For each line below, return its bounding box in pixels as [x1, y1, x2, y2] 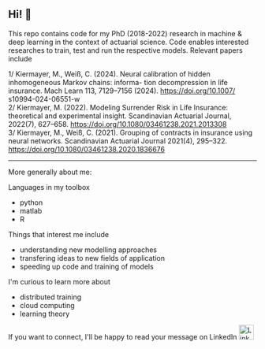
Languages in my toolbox [8, 182, 91, 191]
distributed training [19, 292, 82, 302]
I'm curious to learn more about [8, 277, 110, 286]
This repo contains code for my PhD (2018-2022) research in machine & [8, 28, 242, 38]
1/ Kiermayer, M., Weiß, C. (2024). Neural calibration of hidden [8, 69, 211, 79]
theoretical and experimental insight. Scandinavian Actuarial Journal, [8, 111, 232, 121]
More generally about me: [8, 167, 92, 176]
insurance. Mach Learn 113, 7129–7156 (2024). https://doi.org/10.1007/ [8, 86, 236, 95]
